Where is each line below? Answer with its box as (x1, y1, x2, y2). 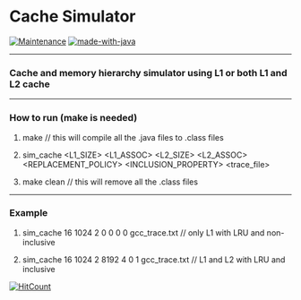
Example (9, 207, 48, 219)
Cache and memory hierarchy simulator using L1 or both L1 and (9, 66, 288, 79)
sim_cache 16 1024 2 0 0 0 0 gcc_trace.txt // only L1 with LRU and (21, 227, 265, 238)
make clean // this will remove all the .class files (21, 176, 199, 187)
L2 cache (9, 78, 51, 90)
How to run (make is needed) (9, 112, 138, 124)
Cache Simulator (9, 6, 136, 27)
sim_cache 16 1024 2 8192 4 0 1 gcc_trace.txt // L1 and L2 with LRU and (21, 253, 286, 265)
